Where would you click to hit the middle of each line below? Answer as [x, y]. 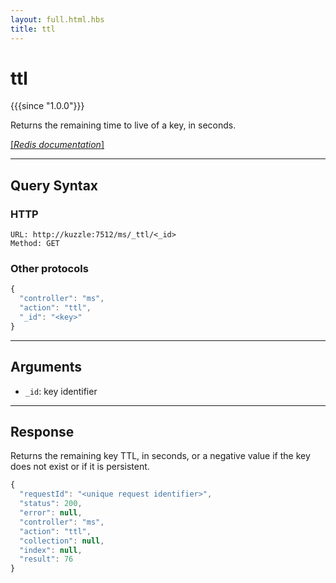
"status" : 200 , [51, 504]
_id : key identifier [61, 391]
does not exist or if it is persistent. [80, 467]
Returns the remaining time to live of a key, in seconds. [123, 125]
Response [42, 432]
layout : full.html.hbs [57, 19]
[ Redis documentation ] [57, 145]
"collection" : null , [62, 541]
